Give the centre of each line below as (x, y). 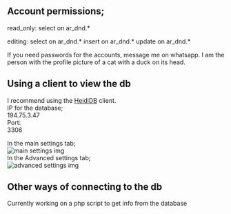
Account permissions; (56, 11)
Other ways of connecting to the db (85, 187)
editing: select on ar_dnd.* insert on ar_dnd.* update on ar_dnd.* (99, 41)
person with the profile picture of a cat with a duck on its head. (97, 62)
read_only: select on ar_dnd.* (49, 28)
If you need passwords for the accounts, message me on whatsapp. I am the (116, 55)
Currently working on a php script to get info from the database (97, 204)
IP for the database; (35, 108)
